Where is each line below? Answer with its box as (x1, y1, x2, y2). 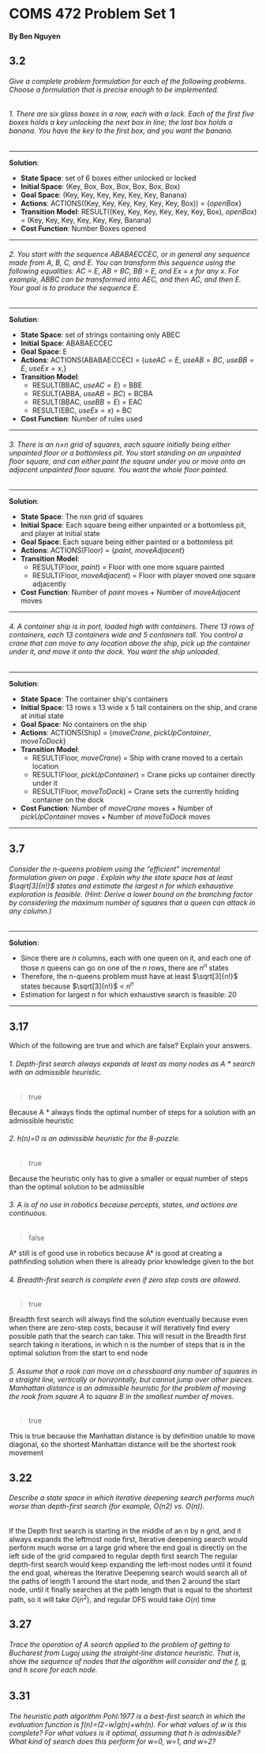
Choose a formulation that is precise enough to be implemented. (9, 85, 219, 94)
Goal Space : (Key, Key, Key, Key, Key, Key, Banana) (20, 190, 188, 199)
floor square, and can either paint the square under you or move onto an (9, 456, 246, 466)
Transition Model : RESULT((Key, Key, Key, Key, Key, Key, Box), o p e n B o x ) (20, 206, 257, 216)
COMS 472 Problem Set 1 (9, 5, 176, 23)
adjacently (32, 579, 66, 589)
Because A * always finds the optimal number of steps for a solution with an (9, 1107, 256, 1117)
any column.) (9, 906, 52, 916)
